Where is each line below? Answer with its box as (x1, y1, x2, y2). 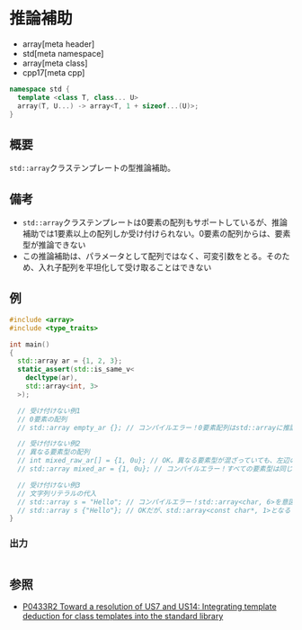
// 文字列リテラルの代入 (17, 489, 97, 498)
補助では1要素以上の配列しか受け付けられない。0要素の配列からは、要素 (22, 229, 291, 239)
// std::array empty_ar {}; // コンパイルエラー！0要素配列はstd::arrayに (17, 423, 283, 432)
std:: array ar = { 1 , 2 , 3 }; (17, 356, 123, 365)
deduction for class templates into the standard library (22, 611, 224, 622)
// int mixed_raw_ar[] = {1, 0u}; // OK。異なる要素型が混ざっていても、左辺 (17, 456, 290, 465)
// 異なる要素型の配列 (17, 447, 90, 457)
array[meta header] (22, 38, 95, 49)
